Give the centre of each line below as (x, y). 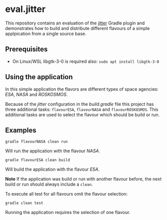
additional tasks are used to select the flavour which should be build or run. (83, 114)
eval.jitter (25, 9)
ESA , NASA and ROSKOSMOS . (37, 94)
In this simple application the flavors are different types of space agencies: (82, 89)
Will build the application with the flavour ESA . (52, 169)
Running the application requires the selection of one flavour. (68, 213)
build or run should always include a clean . (49, 184)
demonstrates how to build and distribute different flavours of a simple (78, 28)
